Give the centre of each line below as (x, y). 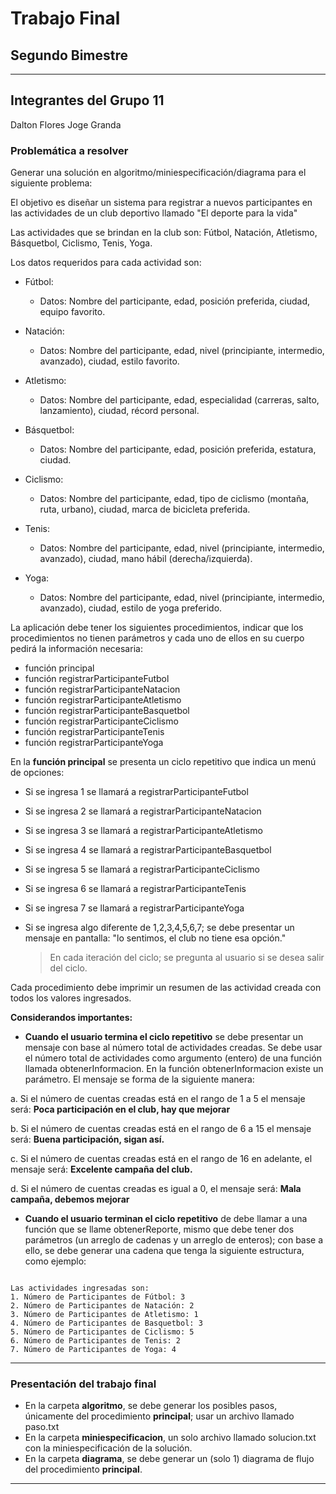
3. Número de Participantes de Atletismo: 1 (104, 1315)
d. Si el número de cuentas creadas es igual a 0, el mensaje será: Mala (156, 1189)
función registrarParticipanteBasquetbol (107, 711)
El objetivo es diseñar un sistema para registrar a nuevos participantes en (161, 203)
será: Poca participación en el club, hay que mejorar (120, 1109)
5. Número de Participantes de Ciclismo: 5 (102, 1332)
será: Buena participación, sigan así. (87, 1139)
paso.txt (42, 1427)
